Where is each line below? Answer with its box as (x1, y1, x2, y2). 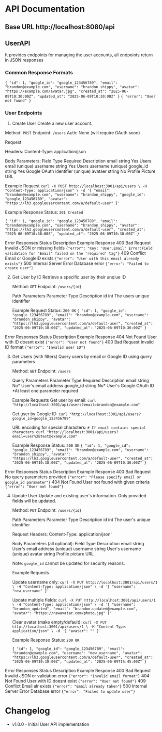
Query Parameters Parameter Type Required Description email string (12, 377, 149, 383)
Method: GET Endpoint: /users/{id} (12, 283, 82, 289)
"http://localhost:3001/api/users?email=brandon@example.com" (12, 402, 140, 407)
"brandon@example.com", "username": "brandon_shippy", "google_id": (5, 192, 146, 197)
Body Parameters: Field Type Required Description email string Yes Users (5, 158, 151, 163)
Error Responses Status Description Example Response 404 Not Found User (5, 334, 157, 340)
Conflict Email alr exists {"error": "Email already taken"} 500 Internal (5, 683, 147, 689)
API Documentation (5, 3, 85, 15)
